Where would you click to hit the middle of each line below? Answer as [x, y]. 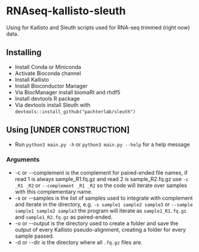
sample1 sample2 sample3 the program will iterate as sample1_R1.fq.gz [101, 210]
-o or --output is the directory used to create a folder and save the [97, 223]
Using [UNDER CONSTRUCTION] [68, 130]
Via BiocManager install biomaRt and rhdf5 [68, 92]
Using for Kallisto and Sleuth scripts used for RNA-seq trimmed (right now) [98, 27]
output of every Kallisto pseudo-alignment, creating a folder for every [100, 229]
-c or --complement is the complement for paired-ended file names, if [101, 172]
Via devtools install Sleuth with [53, 105]
